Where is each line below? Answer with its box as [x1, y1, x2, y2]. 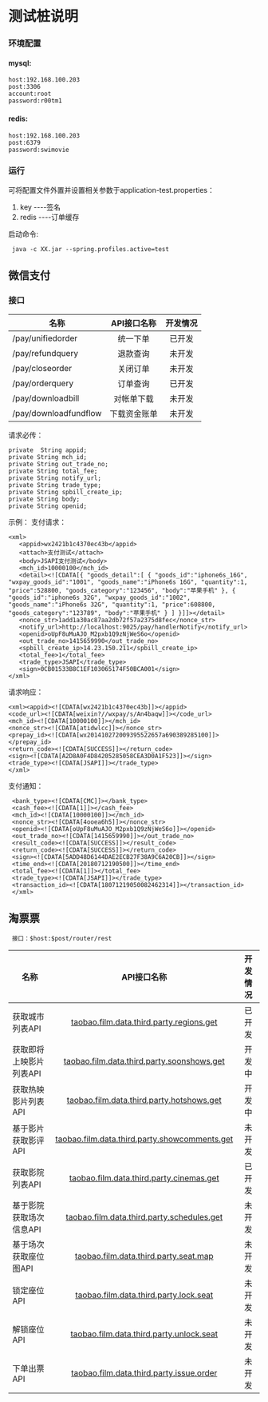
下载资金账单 [109, 408, 158, 419]
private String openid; [8, 501, 88, 510]
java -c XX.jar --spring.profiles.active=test [11, 245, 170, 253]
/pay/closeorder [12, 362, 73, 373]
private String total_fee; [8, 467, 98, 475]
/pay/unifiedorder [12, 333, 78, 344]
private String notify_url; [8, 473, 102, 482]
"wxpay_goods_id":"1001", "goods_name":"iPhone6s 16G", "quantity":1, [8, 577, 248, 586]
